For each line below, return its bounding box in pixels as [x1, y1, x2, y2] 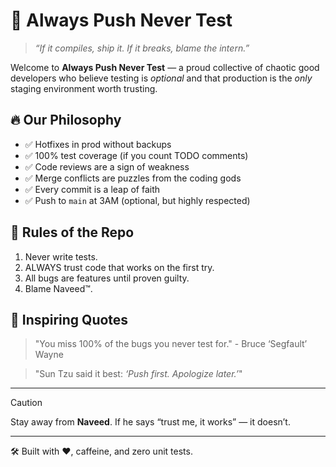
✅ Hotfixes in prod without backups [24, 138, 172, 150]
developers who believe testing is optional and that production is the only [10, 72, 313, 84]
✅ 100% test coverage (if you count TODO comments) [24, 149, 249, 161]
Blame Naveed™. [24, 282, 93, 294]
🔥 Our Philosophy [10, 112, 122, 129]
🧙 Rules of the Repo [10, 224, 135, 241]
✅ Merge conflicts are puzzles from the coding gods [24, 172, 242, 184]
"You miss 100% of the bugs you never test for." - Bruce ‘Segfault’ [34, 338, 308, 350]
